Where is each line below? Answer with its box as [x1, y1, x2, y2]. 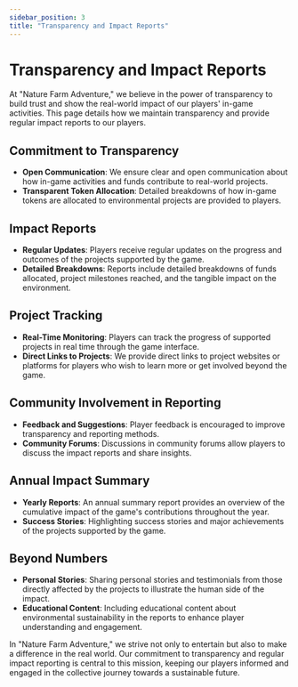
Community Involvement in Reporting [9, 395, 221, 410]
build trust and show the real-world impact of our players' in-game [9, 99, 254, 109]
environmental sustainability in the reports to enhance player [21, 612, 245, 623]
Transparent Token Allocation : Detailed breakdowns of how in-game [21, 186, 278, 197]
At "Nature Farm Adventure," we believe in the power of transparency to [9, 89, 273, 100]
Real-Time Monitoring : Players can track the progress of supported [21, 331, 271, 343]
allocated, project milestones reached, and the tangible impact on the [21, 273, 278, 284]
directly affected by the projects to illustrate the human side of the [21, 584, 265, 594]
